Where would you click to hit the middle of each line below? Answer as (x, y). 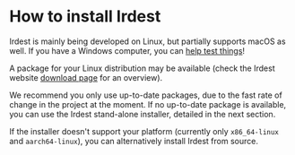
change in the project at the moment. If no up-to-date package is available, (148, 104)
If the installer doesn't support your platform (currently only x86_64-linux (144, 131)
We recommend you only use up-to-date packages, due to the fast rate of (146, 95)
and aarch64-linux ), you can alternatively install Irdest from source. (134, 141)
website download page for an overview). (86, 77)
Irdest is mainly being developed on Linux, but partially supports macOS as (147, 41)
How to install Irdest (85, 17)
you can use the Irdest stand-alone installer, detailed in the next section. (143, 114)
